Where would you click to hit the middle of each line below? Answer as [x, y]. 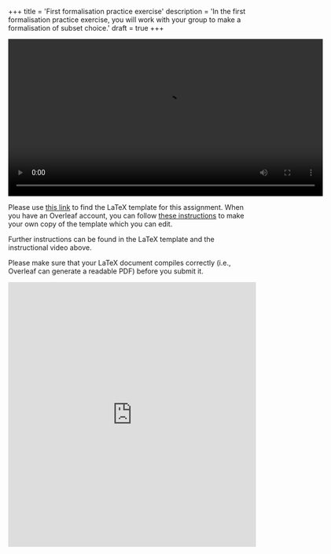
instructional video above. [50, 248]
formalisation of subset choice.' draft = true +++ [86, 28]
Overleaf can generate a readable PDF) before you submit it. [106, 271]
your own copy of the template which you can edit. [90, 224]
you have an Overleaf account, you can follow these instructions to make [126, 216]
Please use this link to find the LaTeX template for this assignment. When [126, 207]
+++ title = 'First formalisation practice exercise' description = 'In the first [127, 11]
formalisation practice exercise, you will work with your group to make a [125, 20]
